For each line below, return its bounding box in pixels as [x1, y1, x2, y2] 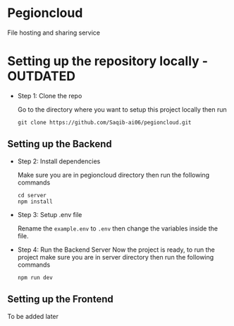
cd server [17, 192, 47, 199]
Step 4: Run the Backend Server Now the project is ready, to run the [17, 245, 215, 254]
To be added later [7, 312, 58, 320]
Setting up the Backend [7, 138, 112, 150]
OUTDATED [7, 69, 76, 84]
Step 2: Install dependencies [17, 157, 101, 165]
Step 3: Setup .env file [17, 210, 82, 219]
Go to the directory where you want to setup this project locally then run [17, 105, 227, 114]
